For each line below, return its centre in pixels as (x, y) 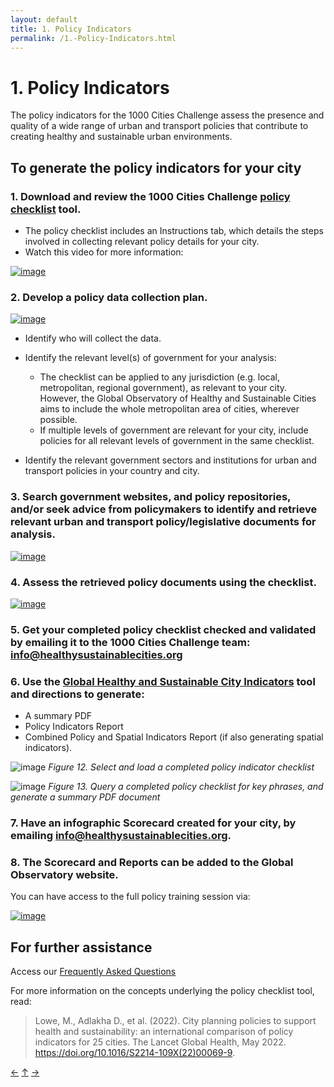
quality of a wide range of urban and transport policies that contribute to (159, 126)
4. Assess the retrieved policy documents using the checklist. (163, 582)
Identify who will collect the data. (93, 338)
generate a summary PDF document (85, 797)
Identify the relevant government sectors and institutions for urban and (170, 460)
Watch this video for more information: (104, 252)
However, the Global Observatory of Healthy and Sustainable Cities (178, 398)
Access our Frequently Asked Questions (93, 972)
